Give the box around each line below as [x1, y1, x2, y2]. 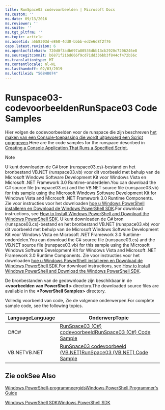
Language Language [7, 314, 55, 321]
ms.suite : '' [5, 26, 32, 30]
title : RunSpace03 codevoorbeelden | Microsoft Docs [5, 7, 115, 12]
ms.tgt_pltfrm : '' [5, 30, 43, 35]
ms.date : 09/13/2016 [5, 16, 48, 21]
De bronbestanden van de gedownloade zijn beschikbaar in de [5, 278, 132, 283]
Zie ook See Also [5, 372, 56, 380]
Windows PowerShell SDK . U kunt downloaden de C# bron [5, 216, 124, 222]
